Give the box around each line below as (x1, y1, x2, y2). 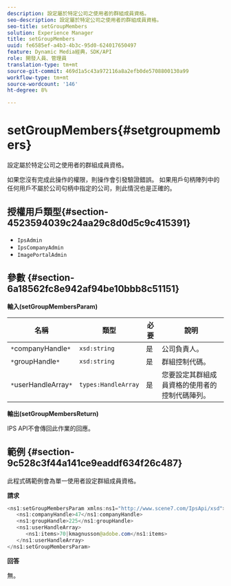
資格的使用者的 (168, 380, 217, 390)
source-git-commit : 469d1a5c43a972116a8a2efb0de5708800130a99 (7, 67, 189, 74)
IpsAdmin (16, 237, 43, 244)
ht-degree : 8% (7, 87, 48, 94)
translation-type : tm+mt (7, 61, 78, 68)
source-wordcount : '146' (7, 81, 78, 87)
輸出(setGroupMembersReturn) (7, 409, 99, 417)
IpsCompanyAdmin (16, 244, 64, 251)
